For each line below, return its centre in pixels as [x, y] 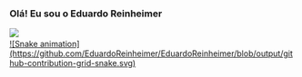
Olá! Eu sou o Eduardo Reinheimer [86, 14]
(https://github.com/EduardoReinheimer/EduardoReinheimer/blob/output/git [151, 53]
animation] [60, 44]
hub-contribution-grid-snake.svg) [73, 63]
